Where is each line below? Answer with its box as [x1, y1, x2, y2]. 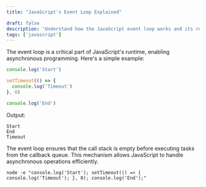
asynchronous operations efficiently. [6, 158, 99, 165]
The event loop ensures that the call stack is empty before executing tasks [6, 145, 195, 152]
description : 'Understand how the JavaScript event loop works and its [6, 26, 193, 32]
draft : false [6, 20, 40, 26]
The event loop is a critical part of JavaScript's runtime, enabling [6, 48, 170, 56]
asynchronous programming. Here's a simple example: [6, 55, 145, 62]
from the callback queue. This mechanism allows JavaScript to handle [6, 151, 184, 158]
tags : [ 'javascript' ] [6, 31, 62, 37]
